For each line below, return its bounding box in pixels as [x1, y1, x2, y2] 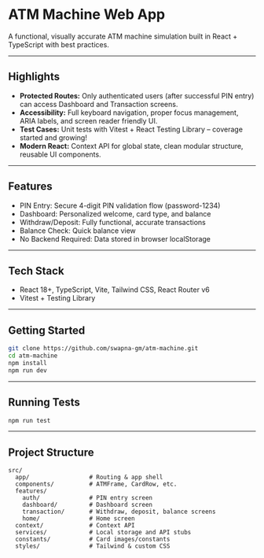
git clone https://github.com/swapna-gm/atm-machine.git [8, 345, 199, 353]
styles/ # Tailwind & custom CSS [15, 542, 170, 550]
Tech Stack [8, 264, 64, 277]
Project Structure [8, 445, 94, 459]
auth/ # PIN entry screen [22, 494, 153, 502]
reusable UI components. [19, 150, 101, 159]
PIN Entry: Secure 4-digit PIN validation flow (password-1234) [19, 201, 221, 210]
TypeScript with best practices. [8, 39, 110, 49]
